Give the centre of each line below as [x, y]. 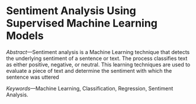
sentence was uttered [33, 77]
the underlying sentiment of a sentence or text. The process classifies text [97, 58]
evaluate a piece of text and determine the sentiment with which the [89, 71]
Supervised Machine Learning [82, 23]
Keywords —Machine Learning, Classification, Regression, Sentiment [90, 88]
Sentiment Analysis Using [71, 11]
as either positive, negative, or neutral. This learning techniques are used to [98, 64]
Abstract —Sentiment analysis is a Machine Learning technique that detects [98, 52]
